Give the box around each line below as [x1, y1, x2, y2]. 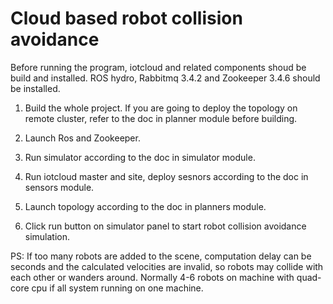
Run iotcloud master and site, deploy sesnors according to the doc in [24, 170, 309, 182]
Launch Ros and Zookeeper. [24, 132, 141, 144]
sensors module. [24, 181, 95, 193]
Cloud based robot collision [10, 7, 243, 30]
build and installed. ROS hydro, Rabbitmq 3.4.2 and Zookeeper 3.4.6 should [10, 72, 321, 84]
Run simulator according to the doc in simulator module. [24, 151, 256, 163]
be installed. [10, 82, 61, 94]
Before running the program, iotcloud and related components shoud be [10, 61, 307, 73]
